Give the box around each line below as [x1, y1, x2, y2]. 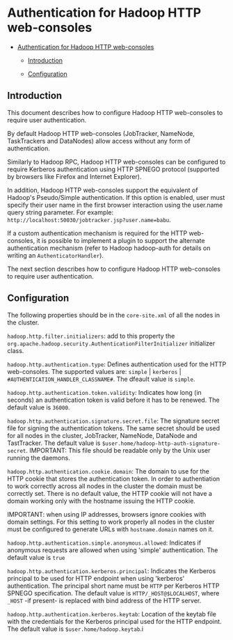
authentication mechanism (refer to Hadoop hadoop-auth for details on [7, 244, 211, 252]
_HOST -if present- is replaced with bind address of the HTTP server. [7, 596, 202, 604]
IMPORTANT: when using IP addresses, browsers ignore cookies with [7, 510, 207, 518]
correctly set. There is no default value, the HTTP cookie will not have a [7, 489, 212, 497]
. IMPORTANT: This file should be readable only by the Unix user [25, 446, 211, 454]
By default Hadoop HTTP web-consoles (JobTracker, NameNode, [7, 129, 195, 137]
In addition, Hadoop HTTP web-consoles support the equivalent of [7, 186, 198, 194]
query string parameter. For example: [7, 208, 114, 217]
